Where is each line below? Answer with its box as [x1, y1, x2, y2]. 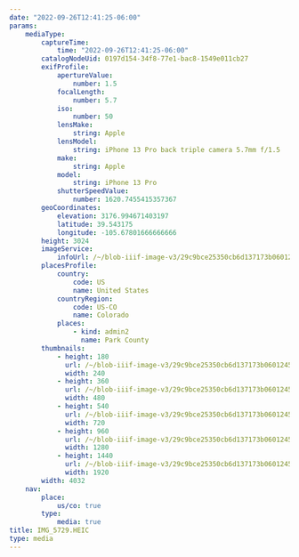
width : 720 [65, 418, 105, 427]
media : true [56, 518, 101, 527]
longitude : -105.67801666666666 [56, 228, 177, 237]
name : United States [72, 286, 149, 295]
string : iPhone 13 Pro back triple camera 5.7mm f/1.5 [72, 145, 280, 154]
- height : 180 [56, 352, 109, 361]
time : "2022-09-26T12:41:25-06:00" [56, 46, 190, 55]
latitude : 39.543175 [56, 220, 133, 229]
